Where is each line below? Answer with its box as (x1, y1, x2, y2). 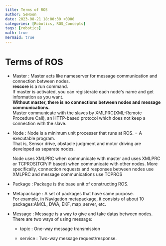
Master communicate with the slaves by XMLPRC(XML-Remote (12, 110, 142, 116)
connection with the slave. (12, 120, 67, 126)
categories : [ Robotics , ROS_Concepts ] (5, 21, 86, 26)
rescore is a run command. (12, 83, 68, 89)
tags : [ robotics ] (5, 26, 41, 31)
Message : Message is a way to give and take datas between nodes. (12, 211, 153, 217)
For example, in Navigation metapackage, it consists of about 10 (12, 196, 144, 202)
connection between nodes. (12, 78, 70, 84)
